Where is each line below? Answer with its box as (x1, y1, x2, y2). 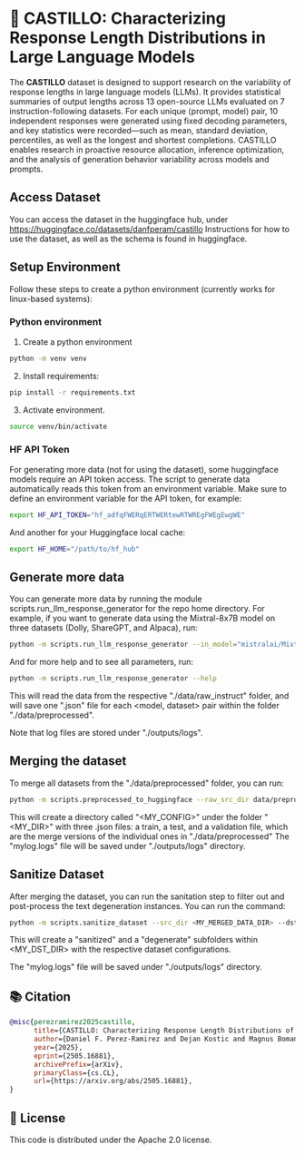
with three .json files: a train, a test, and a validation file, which (54, 821, 289, 832)
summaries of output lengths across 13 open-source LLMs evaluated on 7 (9, 95, 285, 107)
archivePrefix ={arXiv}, (33, 1060, 124, 1069)
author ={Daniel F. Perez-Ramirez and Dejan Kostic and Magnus (33, 1034, 274, 1044)
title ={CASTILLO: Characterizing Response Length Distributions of (33, 1026, 295, 1035)
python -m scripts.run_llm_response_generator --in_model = (9, 640, 238, 650)
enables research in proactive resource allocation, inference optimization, (9, 144, 285, 155)
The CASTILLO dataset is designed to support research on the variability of (9, 76, 291, 87)
